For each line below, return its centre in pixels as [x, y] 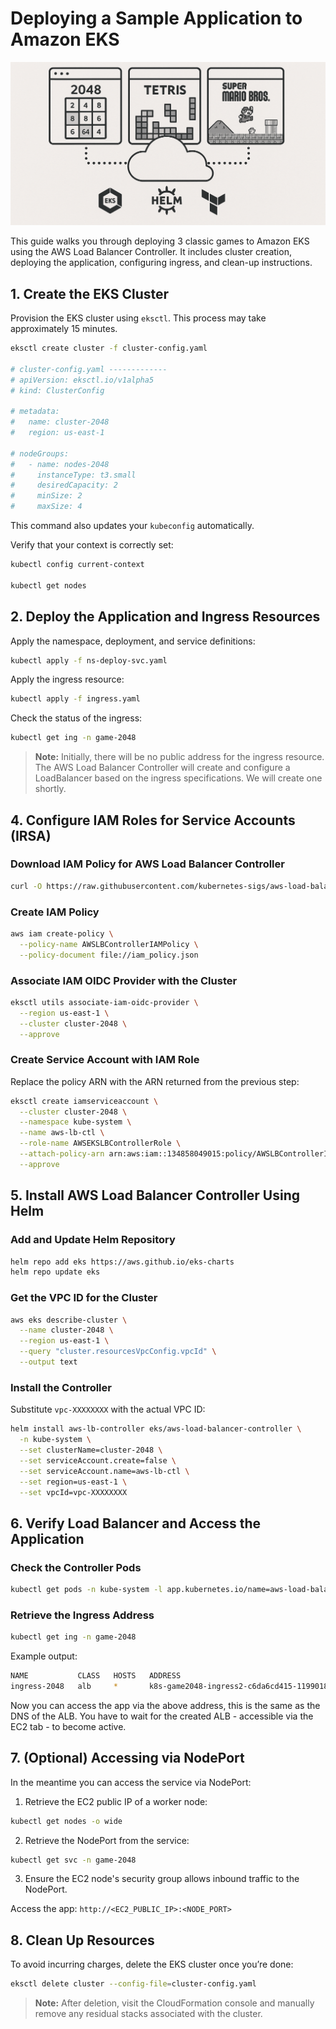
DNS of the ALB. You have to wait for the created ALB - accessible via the [162, 1716]
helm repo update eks [55, 1272]
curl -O [26, 886]
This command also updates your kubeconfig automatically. [132, 526]
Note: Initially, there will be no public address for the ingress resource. [179, 757]
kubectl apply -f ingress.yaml [75, 699]
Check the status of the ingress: [76, 718]
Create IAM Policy [55, 912]
